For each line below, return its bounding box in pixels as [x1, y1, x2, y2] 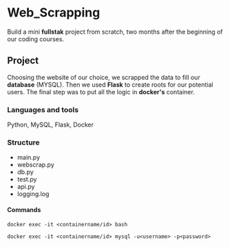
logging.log [17, 190, 50, 198]
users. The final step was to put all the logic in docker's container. [7, 87, 195, 96]
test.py [17, 175, 37, 184]
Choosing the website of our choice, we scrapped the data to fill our [7, 73, 201, 81]
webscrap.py [17, 160, 55, 169]
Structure [7, 138, 40, 147]
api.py [17, 182, 35, 191]
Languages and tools [7, 105, 79, 114]
